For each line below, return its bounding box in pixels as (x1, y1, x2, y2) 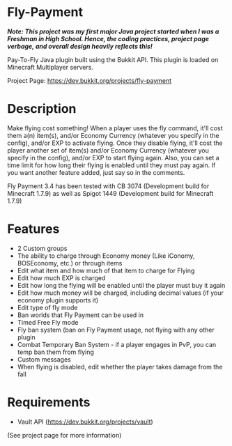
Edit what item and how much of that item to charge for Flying (17, 266, 195, 275)
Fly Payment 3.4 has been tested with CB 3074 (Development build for (7, 182, 210, 190)
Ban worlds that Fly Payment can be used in (17, 311, 144, 319)
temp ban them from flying (17, 348, 94, 356)
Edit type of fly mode (17, 303, 78, 312)
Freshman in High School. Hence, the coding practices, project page (7, 34, 210, 43)
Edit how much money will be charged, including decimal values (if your (17, 289, 224, 297)
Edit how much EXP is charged (17, 273, 106, 282)
